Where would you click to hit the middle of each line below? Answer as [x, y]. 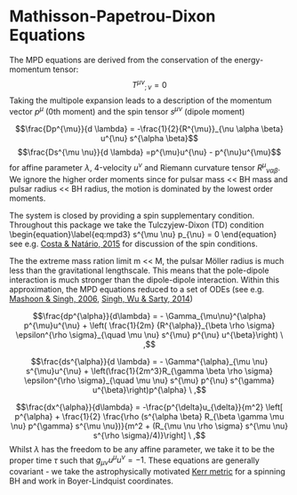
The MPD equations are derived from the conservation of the [121, 60]
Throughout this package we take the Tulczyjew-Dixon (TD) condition [136, 225]
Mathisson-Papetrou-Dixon [112, 16]
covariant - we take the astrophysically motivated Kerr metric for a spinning [148, 471]
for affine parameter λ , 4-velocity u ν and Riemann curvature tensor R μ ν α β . [145, 168]
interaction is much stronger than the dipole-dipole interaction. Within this [144, 279]
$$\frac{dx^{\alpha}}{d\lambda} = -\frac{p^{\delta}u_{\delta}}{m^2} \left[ [149, 407]
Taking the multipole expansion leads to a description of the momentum [141, 100]
